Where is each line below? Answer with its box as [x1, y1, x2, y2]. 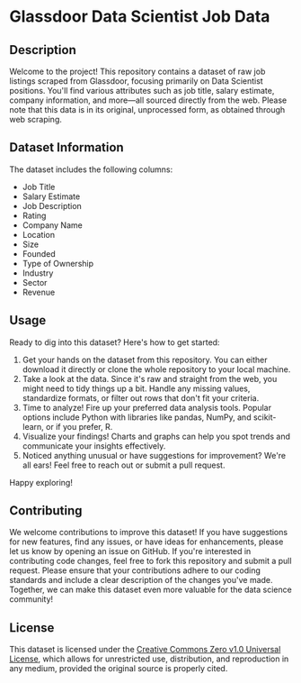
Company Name [22, 219, 83, 231]
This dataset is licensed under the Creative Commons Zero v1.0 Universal [9, 644, 281, 655]
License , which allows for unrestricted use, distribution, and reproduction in [9, 653, 289, 664]
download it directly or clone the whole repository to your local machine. [22, 363, 291, 375]
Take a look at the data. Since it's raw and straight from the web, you [22, 373, 278, 384]
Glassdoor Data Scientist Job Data [9, 6, 270, 27]
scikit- [252, 412, 277, 423]
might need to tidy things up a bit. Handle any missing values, [22, 383, 251, 394]
